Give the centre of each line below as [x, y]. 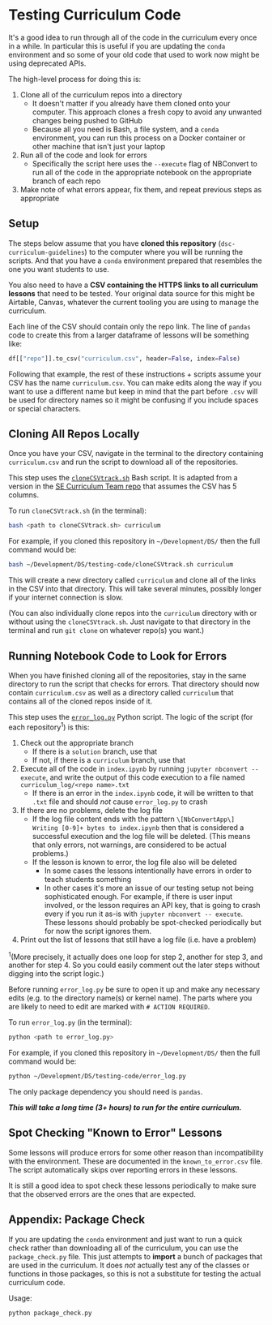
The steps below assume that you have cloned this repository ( [115, 243]
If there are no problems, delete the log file [91, 810]
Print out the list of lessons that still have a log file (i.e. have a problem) [138, 940]
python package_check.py [50, 1313]
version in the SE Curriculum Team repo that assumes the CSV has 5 [123, 486]
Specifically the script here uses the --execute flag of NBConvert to [144, 163]
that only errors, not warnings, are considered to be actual [129, 845]
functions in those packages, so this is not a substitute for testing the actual [135, 1273]
